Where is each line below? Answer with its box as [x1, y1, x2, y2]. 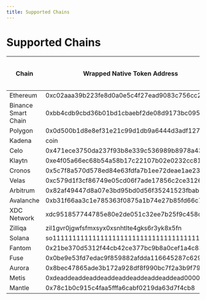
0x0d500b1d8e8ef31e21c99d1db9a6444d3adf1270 [45, 126, 204, 135]
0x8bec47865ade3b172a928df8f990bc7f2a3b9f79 [45, 263, 201, 272]
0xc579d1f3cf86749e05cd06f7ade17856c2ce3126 [45, 176, 202, 185]
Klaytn [9, 156, 28, 164]
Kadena [9, 136, 32, 145]
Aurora [9, 263, 29, 272]
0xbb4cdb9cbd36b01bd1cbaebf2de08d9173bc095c [45, 109, 204, 117]
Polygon [9, 126, 34, 135]
